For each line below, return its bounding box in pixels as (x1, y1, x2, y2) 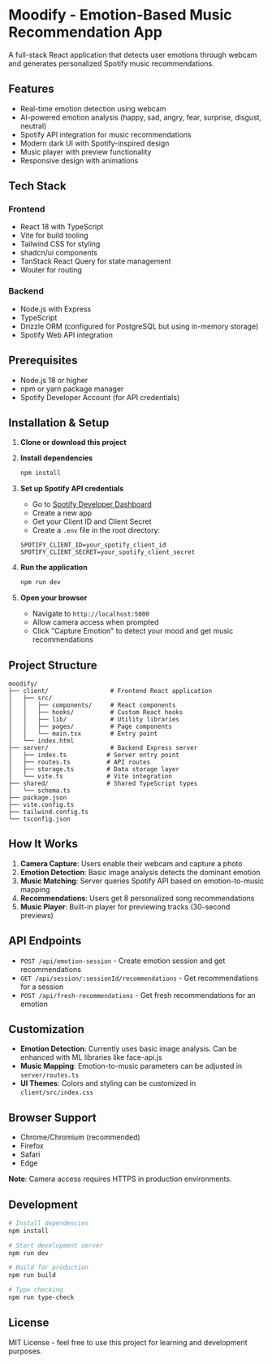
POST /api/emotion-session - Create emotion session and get (19, 956, 226, 965)
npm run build (8, 1271, 57, 1279)
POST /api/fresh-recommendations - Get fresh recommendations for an (19, 990, 256, 1000)
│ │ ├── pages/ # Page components (8, 722, 173, 730)
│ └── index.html (8, 736, 75, 745)
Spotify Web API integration (19, 329, 114, 339)
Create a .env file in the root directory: (32, 525, 161, 535)
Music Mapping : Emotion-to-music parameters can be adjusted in (19, 1061, 243, 1071)
